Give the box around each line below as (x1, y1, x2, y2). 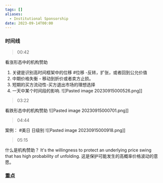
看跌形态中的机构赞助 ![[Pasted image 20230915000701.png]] (5, 108, 129, 113)
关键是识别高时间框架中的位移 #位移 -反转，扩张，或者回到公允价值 (12, 69, 147, 75)
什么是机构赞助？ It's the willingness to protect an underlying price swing (5, 147, 152, 153)
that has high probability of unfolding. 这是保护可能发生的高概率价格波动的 (5, 153, 154, 159)
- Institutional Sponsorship (9, 16, 69, 21)
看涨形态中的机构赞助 (5, 59, 48, 65)
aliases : (5, 12, 23, 17)
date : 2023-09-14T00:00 (5, 20, 54, 26)
